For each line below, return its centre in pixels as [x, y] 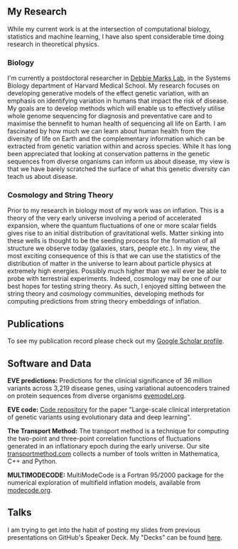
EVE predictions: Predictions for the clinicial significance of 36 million [110, 381]
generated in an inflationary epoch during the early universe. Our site [108, 446]
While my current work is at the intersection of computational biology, [109, 29]
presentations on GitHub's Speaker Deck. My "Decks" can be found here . [115, 537]
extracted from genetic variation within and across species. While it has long [119, 146]
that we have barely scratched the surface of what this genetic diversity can [119, 169]
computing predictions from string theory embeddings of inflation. [104, 302]
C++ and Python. [32, 461]
